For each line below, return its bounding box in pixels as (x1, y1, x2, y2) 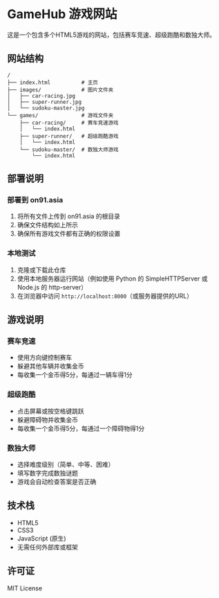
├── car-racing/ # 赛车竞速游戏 (19, 119, 119, 126)
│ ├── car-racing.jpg (7, 92, 76, 99)
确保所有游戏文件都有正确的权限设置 (17, 229, 121, 238)
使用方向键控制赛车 (17, 353, 73, 362)
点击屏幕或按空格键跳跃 (17, 407, 84, 415)
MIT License (7, 583, 43, 592)
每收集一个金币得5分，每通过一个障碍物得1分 (17, 424, 145, 432)
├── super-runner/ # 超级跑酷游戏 (19, 132, 119, 139)
